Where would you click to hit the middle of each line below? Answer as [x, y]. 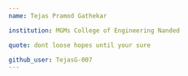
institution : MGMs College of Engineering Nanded [94, 30]
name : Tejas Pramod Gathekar [58, 16]
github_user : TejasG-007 [50, 60]
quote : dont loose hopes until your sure [80, 45]
